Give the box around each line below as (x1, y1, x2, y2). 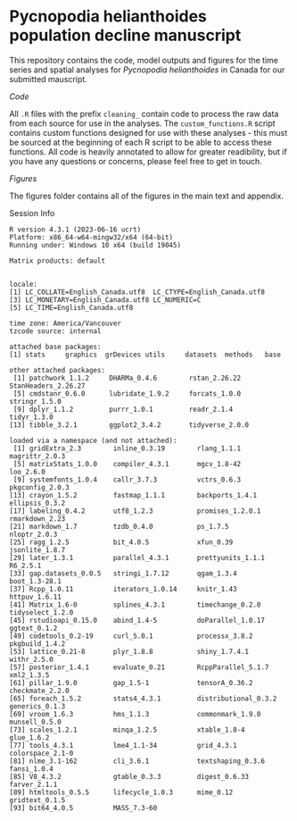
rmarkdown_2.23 (9, 514, 66, 524)
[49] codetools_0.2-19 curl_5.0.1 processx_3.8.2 (9, 632, 253, 641)
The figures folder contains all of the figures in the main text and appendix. (9, 190, 284, 201)
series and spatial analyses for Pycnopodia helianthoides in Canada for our (9, 64, 285, 75)
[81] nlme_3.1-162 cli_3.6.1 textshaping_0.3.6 (9, 757, 266, 766)
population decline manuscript (9, 25, 242, 46)
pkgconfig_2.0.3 (9, 482, 70, 492)
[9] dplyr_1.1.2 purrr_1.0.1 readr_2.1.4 (12, 405, 234, 414)
